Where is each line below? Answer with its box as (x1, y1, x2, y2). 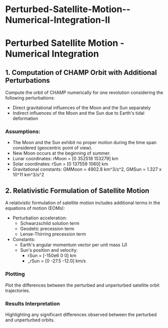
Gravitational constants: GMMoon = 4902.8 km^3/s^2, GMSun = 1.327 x (12, 166, 162, 172)
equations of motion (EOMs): (5, 205, 65, 211)
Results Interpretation (5, 300, 60, 307)
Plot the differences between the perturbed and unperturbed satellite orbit (5, 282, 160, 288)
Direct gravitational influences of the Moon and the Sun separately (12, 105, 151, 111)
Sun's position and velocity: (20, 247, 78, 253)
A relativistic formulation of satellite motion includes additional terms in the (5, 200, 160, 206)
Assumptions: (5, 128, 41, 135)
